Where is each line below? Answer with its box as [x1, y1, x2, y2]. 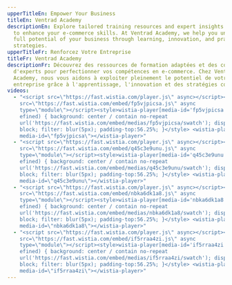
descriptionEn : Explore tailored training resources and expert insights [7, 23, 224, 30]
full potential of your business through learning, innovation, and [13, 36, 215, 43]
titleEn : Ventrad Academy [7, 17, 81, 24]
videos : [7, 87, 30, 94]
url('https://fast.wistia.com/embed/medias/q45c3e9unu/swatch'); [19, 164, 212, 172]
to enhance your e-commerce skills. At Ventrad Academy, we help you [13, 29, 217, 37]
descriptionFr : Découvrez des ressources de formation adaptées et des [7, 62, 217, 68]
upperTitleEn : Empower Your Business [7, 10, 116, 17]
